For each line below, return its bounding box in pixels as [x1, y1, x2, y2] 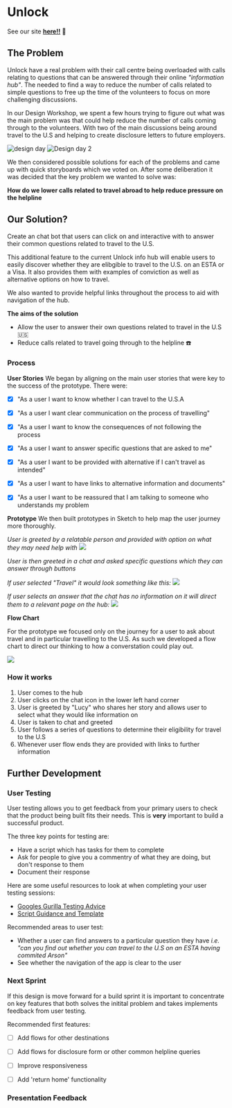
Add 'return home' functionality [17, 1075, 107, 1084]
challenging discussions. [7, 95, 78, 104]
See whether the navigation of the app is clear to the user [17, 959, 182, 967]
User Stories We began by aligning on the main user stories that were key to [7, 374, 225, 382]
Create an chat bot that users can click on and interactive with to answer [7, 232, 215, 240]
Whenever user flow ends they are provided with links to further [17, 740, 200, 748]
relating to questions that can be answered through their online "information [7, 73, 224, 81]
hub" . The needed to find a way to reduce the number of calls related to [7, 81, 213, 89]
